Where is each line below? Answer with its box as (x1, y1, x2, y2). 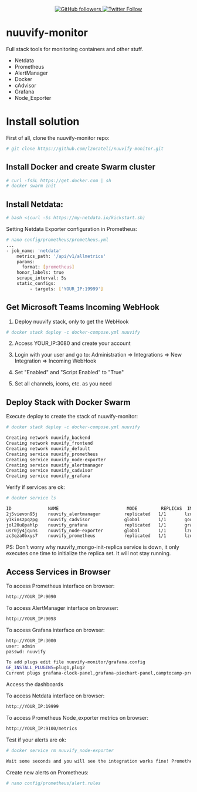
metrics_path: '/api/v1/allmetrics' (16, 253, 107, 259)
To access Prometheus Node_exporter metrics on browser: (6, 714, 149, 721)
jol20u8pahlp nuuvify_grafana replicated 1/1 (6, 522, 167, 528)
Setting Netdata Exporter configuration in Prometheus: (6, 226, 138, 232)
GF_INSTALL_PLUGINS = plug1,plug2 (6, 665, 85, 671)
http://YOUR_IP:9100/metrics (6, 726, 77, 731)
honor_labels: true (16, 270, 64, 276)
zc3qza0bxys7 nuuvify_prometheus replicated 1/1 (6, 533, 167, 539)
